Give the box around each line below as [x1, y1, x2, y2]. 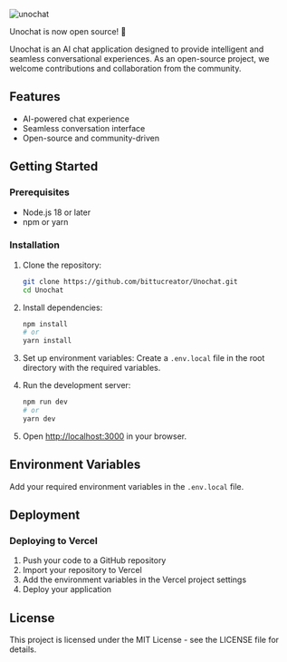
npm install [22, 319, 68, 328]
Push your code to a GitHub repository [22, 555, 167, 566]
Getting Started [9, 159, 99, 174]
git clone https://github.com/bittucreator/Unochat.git [22, 277, 238, 286]
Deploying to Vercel [9, 534, 98, 547]
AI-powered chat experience [22, 113, 129, 124]
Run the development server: [22, 380, 131, 391]
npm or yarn [22, 216, 69, 227]
